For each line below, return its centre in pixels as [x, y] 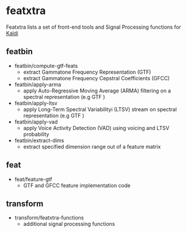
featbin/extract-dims [39, 140]
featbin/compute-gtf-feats [46, 66]
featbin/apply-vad [36, 122]
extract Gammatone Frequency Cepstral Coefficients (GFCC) [96, 78]
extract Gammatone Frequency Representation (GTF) [87, 72]
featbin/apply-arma [38, 84]
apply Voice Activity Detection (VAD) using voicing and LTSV [96, 128]
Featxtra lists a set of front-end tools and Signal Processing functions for [93, 27]
